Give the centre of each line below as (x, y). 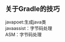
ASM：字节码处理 (23, 34)
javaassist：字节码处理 (29, 28)
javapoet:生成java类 (26, 22)
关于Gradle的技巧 (32, 9)
